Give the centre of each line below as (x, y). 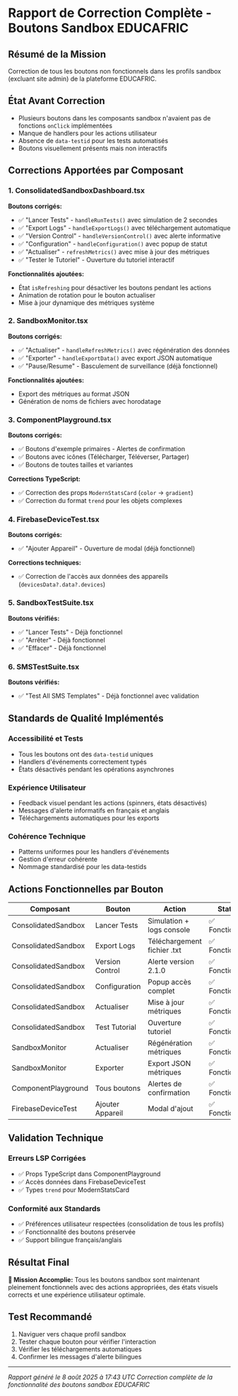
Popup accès (169, 982)
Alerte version (171, 962)
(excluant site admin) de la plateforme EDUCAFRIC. (83, 79)
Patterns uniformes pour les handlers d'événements (94, 852)
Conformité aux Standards (54, 1208)
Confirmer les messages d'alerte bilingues (80, 1356)
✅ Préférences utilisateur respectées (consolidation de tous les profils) (121, 1224)
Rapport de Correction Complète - (110, 13)
